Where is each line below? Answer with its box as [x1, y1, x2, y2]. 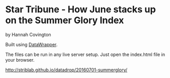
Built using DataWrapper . [5, 41, 58, 47]
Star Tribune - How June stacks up [5, 4, 156, 15]
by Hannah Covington [5, 31, 51, 37]
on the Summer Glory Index [5, 14, 124, 26]
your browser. [5, 56, 35, 63]
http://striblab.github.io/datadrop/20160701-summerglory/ [5, 67, 128, 73]
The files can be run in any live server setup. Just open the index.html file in [5, 51, 165, 57]
